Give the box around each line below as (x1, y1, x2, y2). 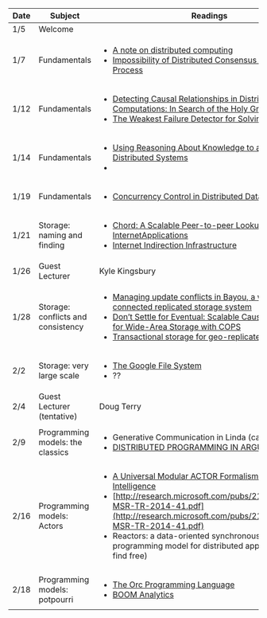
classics (38, 447, 69, 457)
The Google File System (112, 360, 202, 371)
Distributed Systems (112, 152, 188, 162)
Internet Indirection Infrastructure (112, 240, 237, 250)
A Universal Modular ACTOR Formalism (112, 471, 259, 481)
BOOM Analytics (112, 589, 175, 600)
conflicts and (38, 311, 87, 322)
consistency (38, 322, 84, 332)
